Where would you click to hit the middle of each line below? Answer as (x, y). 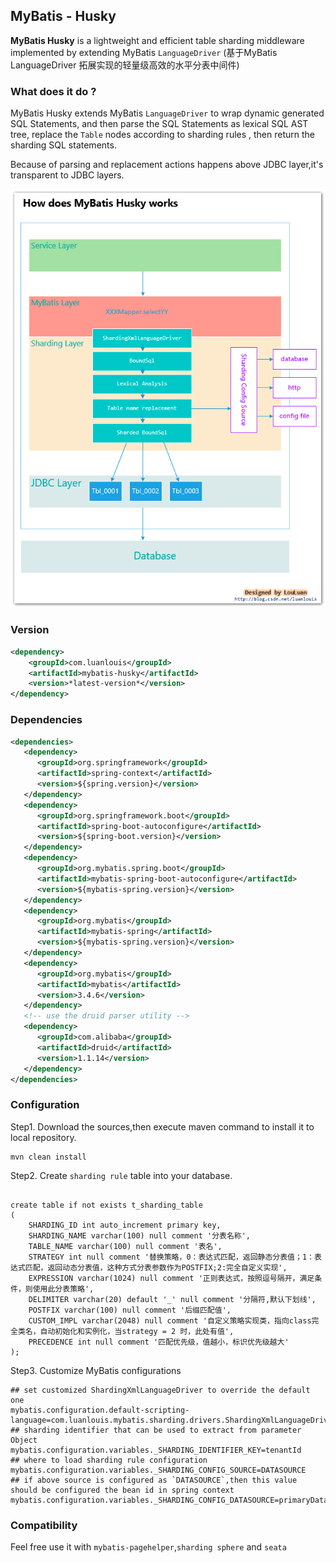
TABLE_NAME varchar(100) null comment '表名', (125, 1246)
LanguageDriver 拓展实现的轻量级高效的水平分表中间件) (125, 65)
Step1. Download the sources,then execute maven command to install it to (162, 1126)
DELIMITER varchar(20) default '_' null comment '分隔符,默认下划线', (172, 1299)
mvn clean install (48, 1157)
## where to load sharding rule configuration (109, 1460)
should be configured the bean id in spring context (122, 1490)
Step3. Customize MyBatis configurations (96, 1370)
